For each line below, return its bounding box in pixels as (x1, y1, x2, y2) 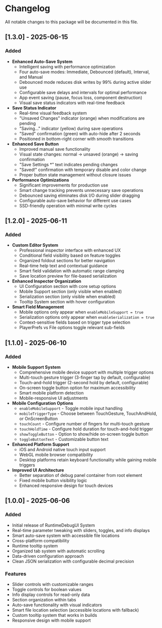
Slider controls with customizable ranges (12, 581, 93, 587)
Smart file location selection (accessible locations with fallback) (12, 607, 139, 613)
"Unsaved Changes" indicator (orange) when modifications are (19, 115, 145, 121)
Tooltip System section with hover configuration (19, 299, 115, 305)
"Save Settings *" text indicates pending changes (19, 161, 118, 167)
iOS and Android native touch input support (19, 447, 106, 452)
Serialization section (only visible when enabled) (19, 294, 116, 299)
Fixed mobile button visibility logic (19, 478, 88, 483)
